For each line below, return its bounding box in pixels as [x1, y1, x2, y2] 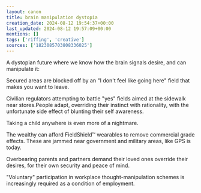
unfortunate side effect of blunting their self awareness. [6, 108, 144, 115]
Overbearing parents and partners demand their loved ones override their [6, 155, 188, 162]
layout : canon [6, 8, 42, 15]
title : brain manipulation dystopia [6, 14, 98, 20]
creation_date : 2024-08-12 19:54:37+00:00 [6, 20, 114, 26]
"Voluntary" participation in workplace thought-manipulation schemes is [6, 173, 185, 180]
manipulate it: [6, 65, 40, 72]
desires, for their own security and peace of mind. [6, 162, 130, 169]
